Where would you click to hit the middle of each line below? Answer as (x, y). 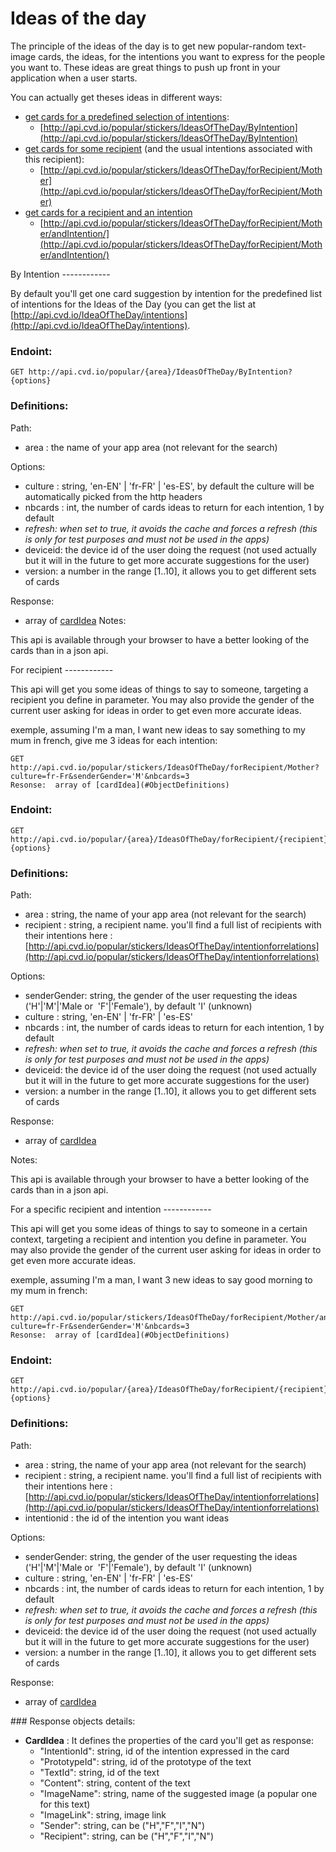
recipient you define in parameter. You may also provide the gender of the (162, 699)
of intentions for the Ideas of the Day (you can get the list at (133, 304)
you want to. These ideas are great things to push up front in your (145, 67)
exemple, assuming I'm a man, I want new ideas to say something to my (158, 729)
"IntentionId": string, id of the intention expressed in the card (164, 1751)
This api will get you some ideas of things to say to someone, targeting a (159, 689)
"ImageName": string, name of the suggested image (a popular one (178, 1793)
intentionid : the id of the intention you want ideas (127, 1518)
